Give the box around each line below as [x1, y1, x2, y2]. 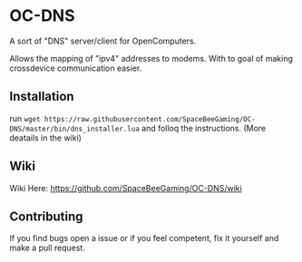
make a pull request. [9, 242, 86, 254]
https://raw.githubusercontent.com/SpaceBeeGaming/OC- [44, 114, 256, 123]
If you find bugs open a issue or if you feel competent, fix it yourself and [9, 233, 279, 244]
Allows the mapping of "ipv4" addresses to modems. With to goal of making [9, 53, 293, 63]
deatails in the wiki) [9, 132, 82, 143]
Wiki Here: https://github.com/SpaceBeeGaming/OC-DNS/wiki [9, 182, 242, 193]
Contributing [9, 209, 83, 224]
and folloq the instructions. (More [141, 122, 267, 133]
